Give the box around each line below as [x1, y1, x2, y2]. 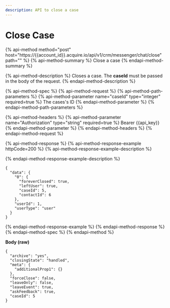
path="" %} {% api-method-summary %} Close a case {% [5, 57, 128, 63]
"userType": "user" [14, 205, 56, 211]
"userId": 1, [14, 201, 42, 206]
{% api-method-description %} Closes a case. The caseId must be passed [5, 73, 163, 79]
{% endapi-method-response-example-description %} [5, 155, 120, 161]
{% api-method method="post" [5, 46, 71, 53]
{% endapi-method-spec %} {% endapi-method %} [5, 229, 114, 235]
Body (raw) [5, 239, 30, 245]
